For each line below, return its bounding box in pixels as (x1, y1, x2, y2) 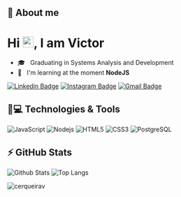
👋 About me (7, 7, 59, 19)
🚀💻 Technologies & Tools (7, 103, 121, 115)
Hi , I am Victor (7, 35, 105, 51)
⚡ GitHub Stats (7, 146, 72, 158)
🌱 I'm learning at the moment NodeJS (17, 68, 130, 77)
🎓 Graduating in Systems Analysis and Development (17, 59, 174, 67)
